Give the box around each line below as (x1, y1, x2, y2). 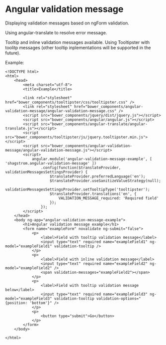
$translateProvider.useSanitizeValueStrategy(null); (49, 178, 162, 183)
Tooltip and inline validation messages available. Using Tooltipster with (5, 39, 150, 45)
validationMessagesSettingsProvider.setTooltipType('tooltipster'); (5, 187, 150, 192)
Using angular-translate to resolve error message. (5, 29, 107, 35)
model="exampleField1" (5, 243, 52, 249)
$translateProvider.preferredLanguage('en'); (49, 173, 146, 179)
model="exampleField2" (5, 265, 52, 270)
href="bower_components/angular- (74, 104, 143, 109)
